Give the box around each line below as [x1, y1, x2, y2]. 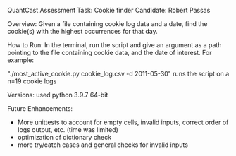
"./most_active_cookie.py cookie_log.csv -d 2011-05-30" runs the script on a [7, 70, 230, 78]
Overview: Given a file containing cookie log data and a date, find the [7, 20, 208, 28]
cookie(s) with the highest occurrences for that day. [7, 28, 159, 35]
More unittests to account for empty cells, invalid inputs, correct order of [17, 118, 229, 126]
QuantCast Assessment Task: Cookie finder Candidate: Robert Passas [7, 6, 211, 14]
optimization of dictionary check [17, 133, 111, 141]
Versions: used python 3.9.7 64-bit [7, 91, 108, 99]
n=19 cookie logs [7, 77, 57, 85]
